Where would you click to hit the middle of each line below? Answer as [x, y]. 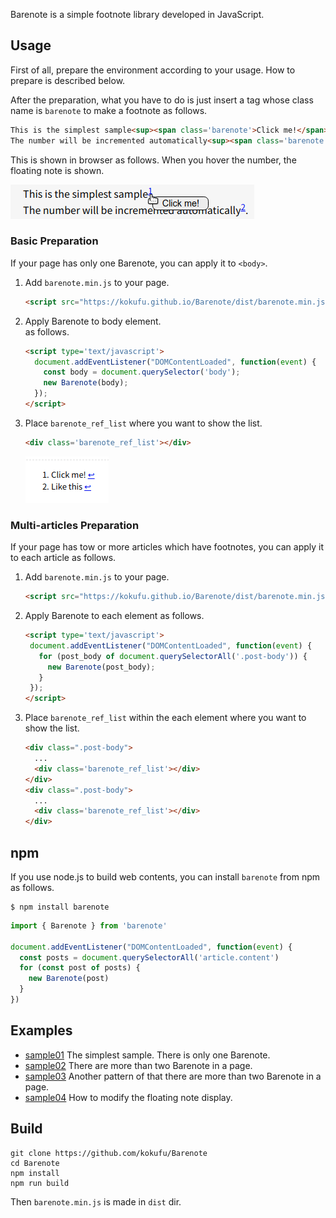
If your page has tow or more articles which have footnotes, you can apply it [167, 547]
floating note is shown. [57, 170]
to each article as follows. [63, 558]
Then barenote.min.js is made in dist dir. [96, 1201]
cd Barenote [35, 1163]
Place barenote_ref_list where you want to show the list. [143, 423]
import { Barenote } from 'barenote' [89, 925]
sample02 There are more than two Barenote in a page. [138, 1065]
